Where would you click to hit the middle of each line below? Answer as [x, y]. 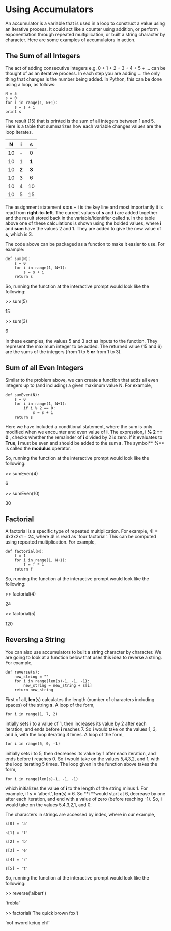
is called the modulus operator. [38, 448]
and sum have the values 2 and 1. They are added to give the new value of [83, 228]
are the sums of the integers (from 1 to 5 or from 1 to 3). [64, 352]
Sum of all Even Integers [45, 368]
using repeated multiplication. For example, [51, 542]
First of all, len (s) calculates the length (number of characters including [80, 700]
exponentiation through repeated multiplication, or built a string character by [85, 34]
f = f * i [34, 565]
